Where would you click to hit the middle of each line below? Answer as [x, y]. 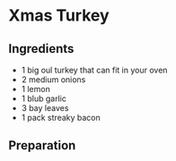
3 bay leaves [45, 108]
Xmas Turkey [59, 16]
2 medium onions [53, 80]
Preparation [42, 145]
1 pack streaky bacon [61, 118]
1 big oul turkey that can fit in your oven [94, 70]
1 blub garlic [44, 98]
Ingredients [41, 49]
